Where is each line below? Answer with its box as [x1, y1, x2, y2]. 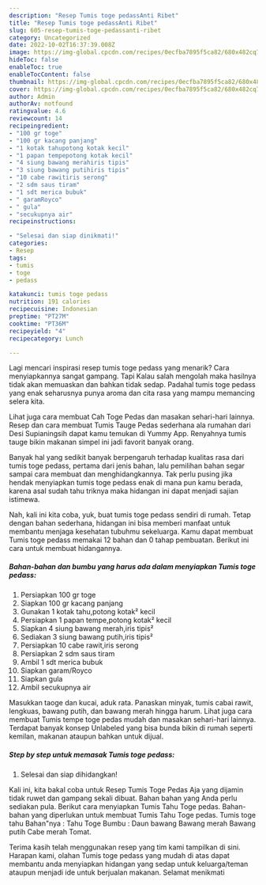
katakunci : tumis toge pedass [9, 291, 109, 298]
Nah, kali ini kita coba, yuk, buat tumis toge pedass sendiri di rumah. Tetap [9, 510, 252, 519]
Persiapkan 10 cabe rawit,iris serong [20, 640, 139, 650]
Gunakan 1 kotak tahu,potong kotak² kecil [20, 607, 156, 617]
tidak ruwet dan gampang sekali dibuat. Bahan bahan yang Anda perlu [9, 793, 238, 803]
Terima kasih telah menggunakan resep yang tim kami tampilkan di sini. [9, 842, 241, 852]
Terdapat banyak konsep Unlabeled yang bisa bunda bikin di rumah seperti [9, 724, 253, 733]
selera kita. [9, 397, 45, 406]
